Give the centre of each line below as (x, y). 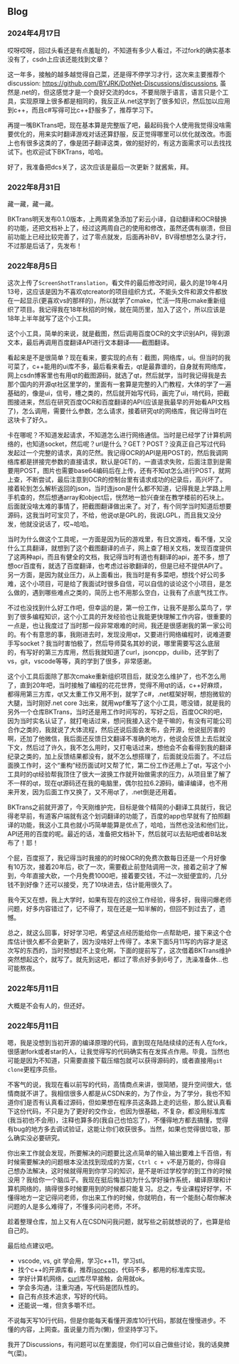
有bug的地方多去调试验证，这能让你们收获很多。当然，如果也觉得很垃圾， (116, 1129)
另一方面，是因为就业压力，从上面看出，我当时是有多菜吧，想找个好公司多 (116, 575)
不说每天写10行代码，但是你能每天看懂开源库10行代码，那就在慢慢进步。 (114, 1320)
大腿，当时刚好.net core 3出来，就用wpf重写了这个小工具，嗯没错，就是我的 (119, 703)
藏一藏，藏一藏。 (32, 204)
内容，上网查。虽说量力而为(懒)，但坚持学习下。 (91, 1329)
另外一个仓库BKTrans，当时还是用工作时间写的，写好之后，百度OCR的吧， (117, 712)
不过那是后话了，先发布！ (45, 246)
